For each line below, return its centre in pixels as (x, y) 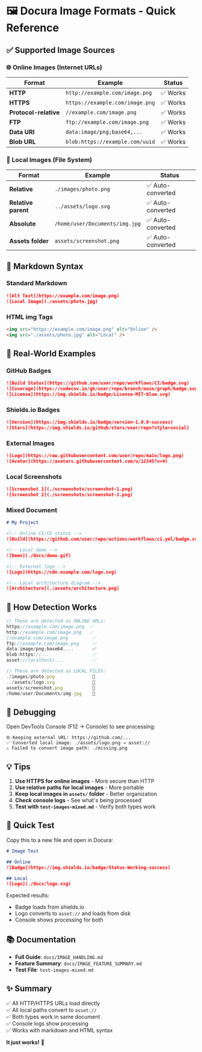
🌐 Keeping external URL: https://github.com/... (69, 738)
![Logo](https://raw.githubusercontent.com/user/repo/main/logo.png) (95, 456)
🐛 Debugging (31, 712)
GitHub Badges (29, 371)
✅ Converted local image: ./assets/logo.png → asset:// (78, 743)
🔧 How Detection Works (52, 607)
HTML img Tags (29, 317)
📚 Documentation (41, 939)
